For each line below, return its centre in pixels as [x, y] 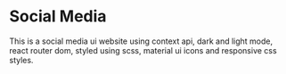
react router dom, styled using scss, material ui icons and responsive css [143, 50]
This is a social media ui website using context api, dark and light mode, [141, 41]
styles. [21, 60]
